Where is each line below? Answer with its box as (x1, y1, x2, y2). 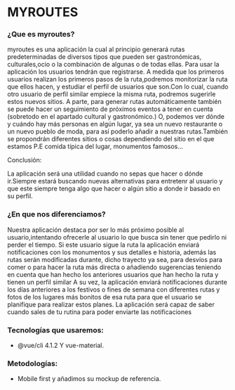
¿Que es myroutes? (7, 30, 75, 39)
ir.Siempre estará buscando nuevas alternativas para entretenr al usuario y (7, 177, 223, 186)
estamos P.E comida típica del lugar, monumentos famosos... (7, 142, 184, 151)
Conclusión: (7, 156, 42, 164)
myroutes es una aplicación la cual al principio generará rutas (7, 45, 185, 53)
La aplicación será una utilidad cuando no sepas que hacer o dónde (7, 169, 203, 178)
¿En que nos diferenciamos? (7, 209, 107, 219)
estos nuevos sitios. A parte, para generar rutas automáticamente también (7, 98, 222, 106)
